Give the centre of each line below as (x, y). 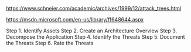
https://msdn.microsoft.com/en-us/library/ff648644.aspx (75, 19)
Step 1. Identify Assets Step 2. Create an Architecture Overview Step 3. (92, 31)
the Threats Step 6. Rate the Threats (50, 43)
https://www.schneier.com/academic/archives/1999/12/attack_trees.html (94, 8)
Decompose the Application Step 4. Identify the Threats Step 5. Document (96, 37)
